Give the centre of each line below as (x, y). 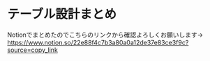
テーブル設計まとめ (62, 14)
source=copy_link (32, 50)
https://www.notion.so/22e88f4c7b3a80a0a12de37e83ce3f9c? (98, 42)
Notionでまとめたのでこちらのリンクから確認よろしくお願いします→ (105, 35)
